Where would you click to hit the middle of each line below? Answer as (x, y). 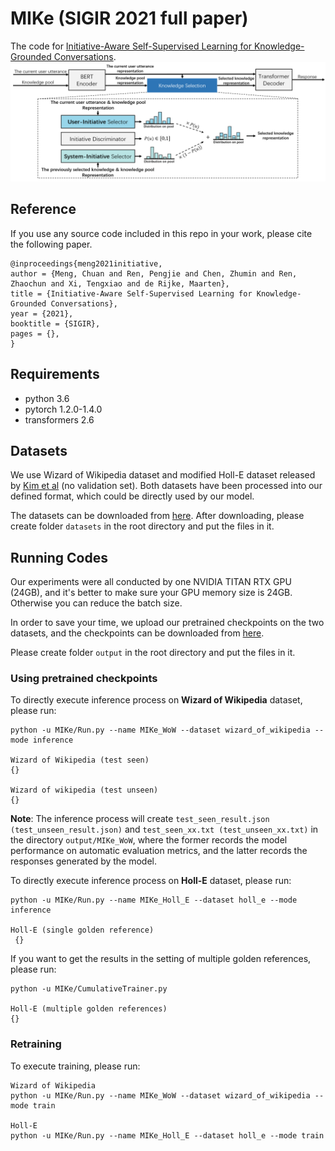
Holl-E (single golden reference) (82, 930)
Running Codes (59, 557)
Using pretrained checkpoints (84, 679)
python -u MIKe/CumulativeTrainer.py (89, 989)
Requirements (55, 374)
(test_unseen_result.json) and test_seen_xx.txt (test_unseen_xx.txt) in (164, 829)
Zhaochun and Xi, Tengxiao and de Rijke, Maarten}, (120, 283)
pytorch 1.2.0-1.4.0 (63, 409)
